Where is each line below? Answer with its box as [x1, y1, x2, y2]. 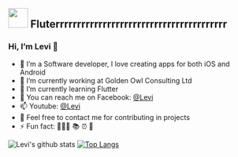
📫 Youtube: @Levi [19, 101, 81, 111]
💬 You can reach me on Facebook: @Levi [19, 92, 154, 102]
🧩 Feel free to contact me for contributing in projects [19, 112, 191, 122]
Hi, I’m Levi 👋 [8, 41, 59, 52]
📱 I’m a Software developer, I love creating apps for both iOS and [19, 59, 230, 68]
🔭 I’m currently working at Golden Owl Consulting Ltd [19, 75, 192, 85]
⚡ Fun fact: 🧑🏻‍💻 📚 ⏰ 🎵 [19, 121, 94, 130]
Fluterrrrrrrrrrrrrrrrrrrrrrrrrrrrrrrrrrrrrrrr [30, 17, 228, 31]
